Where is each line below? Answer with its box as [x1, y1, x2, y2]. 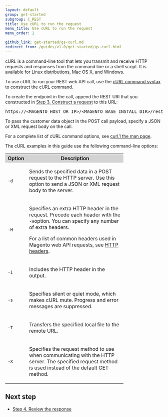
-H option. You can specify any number [29, 217, 119, 224]
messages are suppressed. [29, 303, 92, 310]
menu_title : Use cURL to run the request [5, 26, 93, 31]
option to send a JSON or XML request [29, 180, 120, 187]
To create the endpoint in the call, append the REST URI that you [5, 93, 138, 99]
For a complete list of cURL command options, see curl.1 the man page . [5, 133, 152, 139]
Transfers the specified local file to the [29, 321, 119, 328]
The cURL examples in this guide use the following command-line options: [5, 143, 158, 149]
